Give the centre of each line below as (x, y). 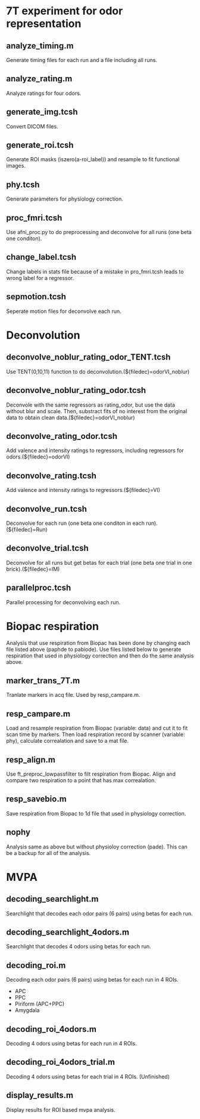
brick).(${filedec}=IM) (33, 569)
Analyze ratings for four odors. (44, 93)
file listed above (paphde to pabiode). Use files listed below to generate (94, 649)
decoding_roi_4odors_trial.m (60, 1062)
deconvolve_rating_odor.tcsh (62, 436)
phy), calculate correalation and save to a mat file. (68, 741)
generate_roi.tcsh (40, 145)
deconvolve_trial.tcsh (48, 548)
